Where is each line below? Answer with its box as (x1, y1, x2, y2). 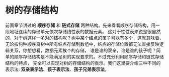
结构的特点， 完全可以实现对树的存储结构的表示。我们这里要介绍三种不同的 (5, 60, 161, 66)
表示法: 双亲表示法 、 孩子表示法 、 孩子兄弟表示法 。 (5, 66, 109, 72)
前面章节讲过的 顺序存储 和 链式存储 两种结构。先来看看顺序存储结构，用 (5, 22, 156, 28)
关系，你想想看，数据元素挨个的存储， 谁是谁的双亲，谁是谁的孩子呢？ (9, 47, 156, 53)
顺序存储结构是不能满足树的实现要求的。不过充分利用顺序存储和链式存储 (14, 53, 164, 59)
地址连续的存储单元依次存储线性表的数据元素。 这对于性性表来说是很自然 (9, 28, 161, 34)
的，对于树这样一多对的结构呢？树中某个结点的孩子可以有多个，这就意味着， (5, 35, 164, 41)
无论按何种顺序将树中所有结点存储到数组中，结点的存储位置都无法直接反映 (5, 41, 159, 47)
